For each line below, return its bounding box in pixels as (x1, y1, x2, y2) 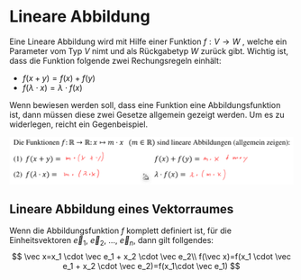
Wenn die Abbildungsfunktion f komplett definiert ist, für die (9, 225, 233, 236)
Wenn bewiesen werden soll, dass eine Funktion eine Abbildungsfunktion (9, 99, 281, 110)
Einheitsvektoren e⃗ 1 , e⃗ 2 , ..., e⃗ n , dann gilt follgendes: (9, 235, 214, 248)
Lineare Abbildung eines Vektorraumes (9, 202, 234, 217)
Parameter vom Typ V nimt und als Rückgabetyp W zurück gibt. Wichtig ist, (9, 45, 289, 56)
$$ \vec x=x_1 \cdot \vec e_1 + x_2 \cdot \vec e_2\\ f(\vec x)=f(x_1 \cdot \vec (12, 251, 291, 262)
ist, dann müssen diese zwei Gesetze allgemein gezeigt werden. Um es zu (9, 109, 285, 120)
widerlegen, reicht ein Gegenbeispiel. (9, 119, 149, 130)
